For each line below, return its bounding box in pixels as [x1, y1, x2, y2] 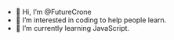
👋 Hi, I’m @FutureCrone [15, 8, 92, 16]
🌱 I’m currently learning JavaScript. [15, 24, 130, 32]
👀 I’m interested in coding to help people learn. [15, 15, 167, 25]
